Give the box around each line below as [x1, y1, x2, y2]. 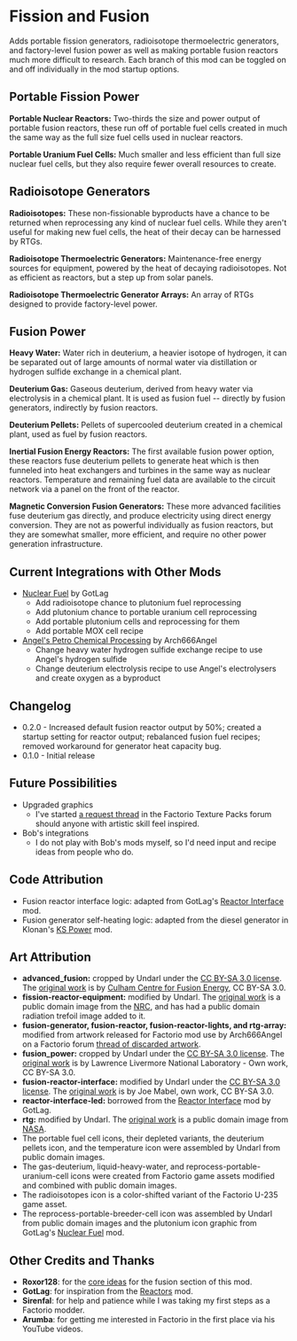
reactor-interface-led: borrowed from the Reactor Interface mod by [21, 1095, 271, 1106]
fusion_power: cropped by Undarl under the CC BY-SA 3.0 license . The [21, 1049, 285, 1059]
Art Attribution [9, 950, 91, 965]
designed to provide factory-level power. [9, 299, 158, 309]
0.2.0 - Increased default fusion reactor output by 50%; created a [21, 722, 262, 732]
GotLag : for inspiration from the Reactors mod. [21, 1286, 193, 1297]
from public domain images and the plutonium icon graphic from [21, 1218, 257, 1228]
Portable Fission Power [9, 90, 140, 105]
